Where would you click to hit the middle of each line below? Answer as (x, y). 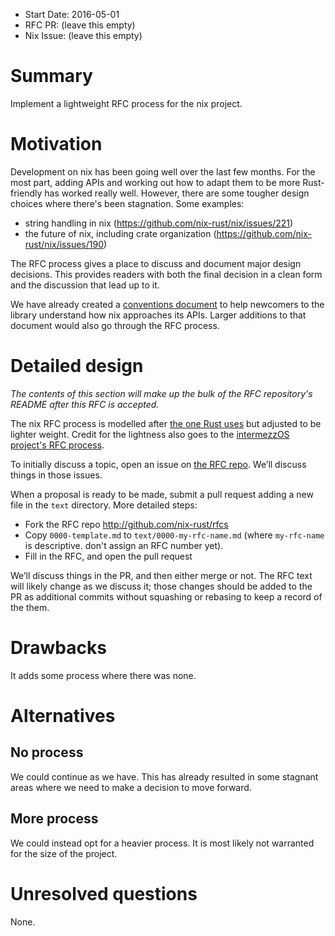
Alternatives (63, 715)
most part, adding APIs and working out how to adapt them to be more (155, 182)
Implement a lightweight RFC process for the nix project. (126, 103)
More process (54, 819)
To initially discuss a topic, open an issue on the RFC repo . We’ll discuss (158, 464)
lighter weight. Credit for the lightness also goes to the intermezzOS (150, 434)
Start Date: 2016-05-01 (72, 14)
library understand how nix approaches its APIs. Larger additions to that (158, 315)
